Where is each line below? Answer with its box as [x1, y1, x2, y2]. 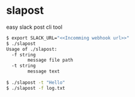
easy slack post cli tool [6, 23, 63, 31]
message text [27, 68, 60, 75]
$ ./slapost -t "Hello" [6, 79, 66, 86]
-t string [11, 63, 36, 69]
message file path [27, 57, 73, 63]
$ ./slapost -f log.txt [6, 85, 66, 91]
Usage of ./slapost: [6, 46, 58, 52]
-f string [11, 51, 36, 57]
